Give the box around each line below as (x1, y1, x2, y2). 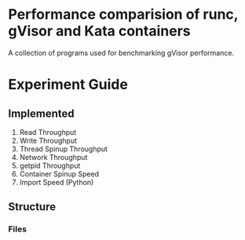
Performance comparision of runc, (8, 5, 239, 24)
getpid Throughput (19, 161, 81, 170)
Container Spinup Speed (19, 169, 100, 178)
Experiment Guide (8, 76, 128, 93)
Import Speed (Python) (19, 177, 94, 187)
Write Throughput (19, 136, 77, 145)
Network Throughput (19, 152, 88, 162)
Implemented (8, 107, 75, 120)
